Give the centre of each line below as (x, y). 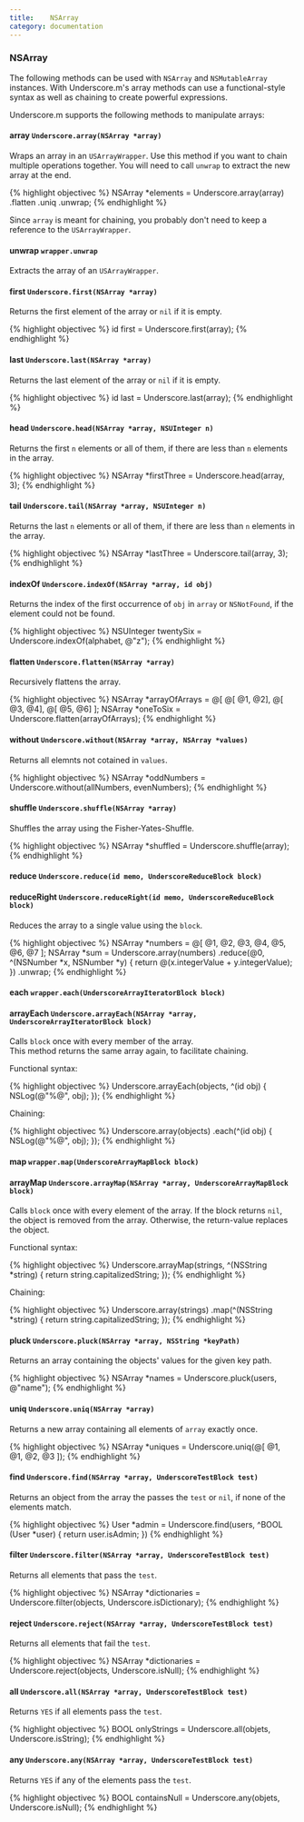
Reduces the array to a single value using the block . (106, 925)
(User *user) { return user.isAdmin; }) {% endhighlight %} (117, 1534)
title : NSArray (44, 18)
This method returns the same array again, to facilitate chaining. (129, 1051)
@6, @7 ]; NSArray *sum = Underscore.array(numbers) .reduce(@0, (137, 952)
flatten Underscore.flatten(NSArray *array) (92, 662)
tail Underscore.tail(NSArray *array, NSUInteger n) (108, 506)
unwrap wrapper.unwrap (54, 250)
